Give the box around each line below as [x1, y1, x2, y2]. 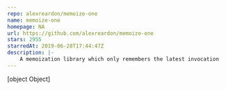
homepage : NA [7, 23, 45, 30]
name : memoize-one [7, 17, 60, 24]
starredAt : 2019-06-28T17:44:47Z [7, 43, 104, 50]
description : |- [7, 50, 54, 57]
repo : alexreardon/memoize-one [7, 10, 98, 17]
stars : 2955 [7, 36, 42, 43]
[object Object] [7, 75, 51, 83]
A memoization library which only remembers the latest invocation [19, 56, 219, 63]
